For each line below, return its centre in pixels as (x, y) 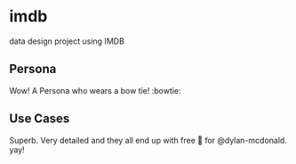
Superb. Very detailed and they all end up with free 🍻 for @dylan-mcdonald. (148, 140)
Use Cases (40, 119)
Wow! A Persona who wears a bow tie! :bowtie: (95, 90)
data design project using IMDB (67, 41)
